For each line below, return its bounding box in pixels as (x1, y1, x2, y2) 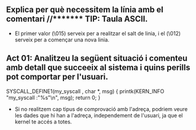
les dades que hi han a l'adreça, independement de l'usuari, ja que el (14, 112, 183, 119)
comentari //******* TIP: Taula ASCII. (6, 14, 148, 24)
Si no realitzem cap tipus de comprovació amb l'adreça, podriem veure (14, 105, 188, 112)
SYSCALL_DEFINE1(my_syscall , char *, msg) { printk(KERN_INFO (6, 87, 165, 94)
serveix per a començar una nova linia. (14, 36, 110, 43)
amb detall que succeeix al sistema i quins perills (6, 62, 191, 73)
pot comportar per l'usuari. (6, 72, 108, 82)
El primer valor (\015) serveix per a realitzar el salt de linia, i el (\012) (14, 30, 181, 37)
